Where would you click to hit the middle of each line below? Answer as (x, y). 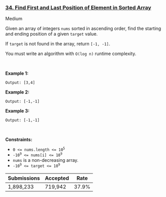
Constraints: (19, 139)
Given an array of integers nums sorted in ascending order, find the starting (83, 29)
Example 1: (17, 73)
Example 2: (17, 92)
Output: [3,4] (20, 83)
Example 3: (17, 111)
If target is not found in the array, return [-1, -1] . (58, 44)
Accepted (57, 178)
